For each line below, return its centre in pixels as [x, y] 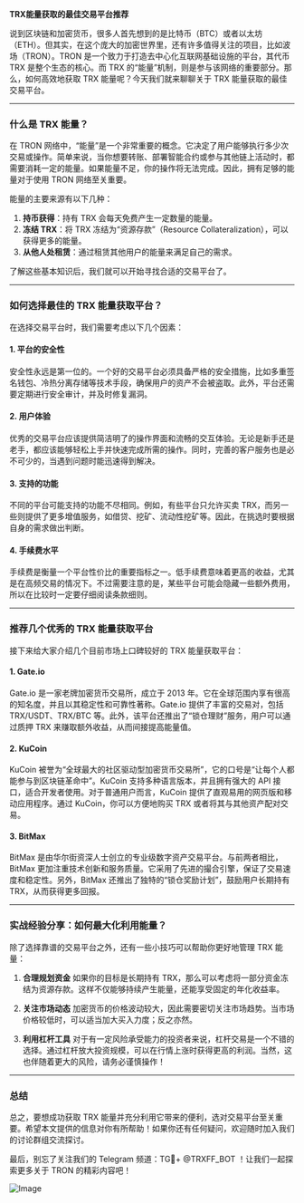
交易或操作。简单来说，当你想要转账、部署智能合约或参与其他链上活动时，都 [152, 157]
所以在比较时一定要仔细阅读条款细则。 [81, 595]
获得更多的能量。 [54, 241]
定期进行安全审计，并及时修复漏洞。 [84, 394]
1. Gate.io [27, 672]
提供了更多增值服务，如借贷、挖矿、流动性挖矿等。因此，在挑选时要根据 [160, 516]
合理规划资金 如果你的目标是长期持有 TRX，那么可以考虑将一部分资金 [152, 977]
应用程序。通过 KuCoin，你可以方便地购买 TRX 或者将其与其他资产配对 [148, 804]
